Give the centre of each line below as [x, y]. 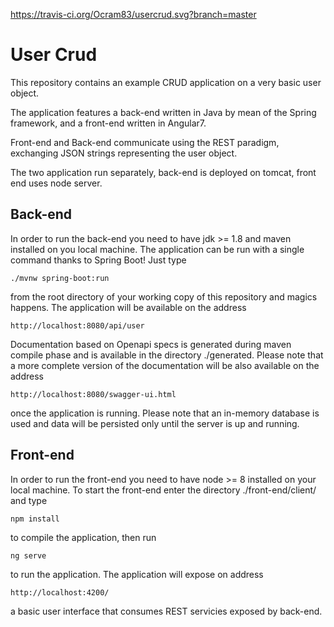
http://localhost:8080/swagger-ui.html [93, 394]
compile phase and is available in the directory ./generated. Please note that [167, 355]
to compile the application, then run [83, 537]
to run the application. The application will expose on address [137, 574]
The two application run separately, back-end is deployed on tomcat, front [163, 172]
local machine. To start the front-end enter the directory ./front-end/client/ [163, 490]
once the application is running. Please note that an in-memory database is [165, 413]
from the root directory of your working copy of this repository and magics [164, 296]
